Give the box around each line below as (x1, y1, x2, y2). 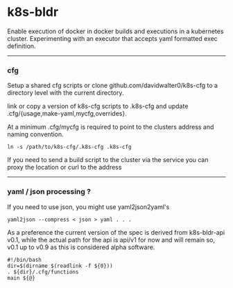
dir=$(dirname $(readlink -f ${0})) (7, 262, 113, 269)
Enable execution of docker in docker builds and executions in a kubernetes (7, 27, 224, 35)
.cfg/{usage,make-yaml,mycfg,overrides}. (7, 109, 127, 118)
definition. (7, 42, 36, 50)
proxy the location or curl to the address (7, 163, 122, 172)
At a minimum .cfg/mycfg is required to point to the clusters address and (7, 123, 214, 132)
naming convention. (7, 130, 64, 138)
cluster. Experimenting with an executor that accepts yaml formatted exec (7, 34, 218, 42)
